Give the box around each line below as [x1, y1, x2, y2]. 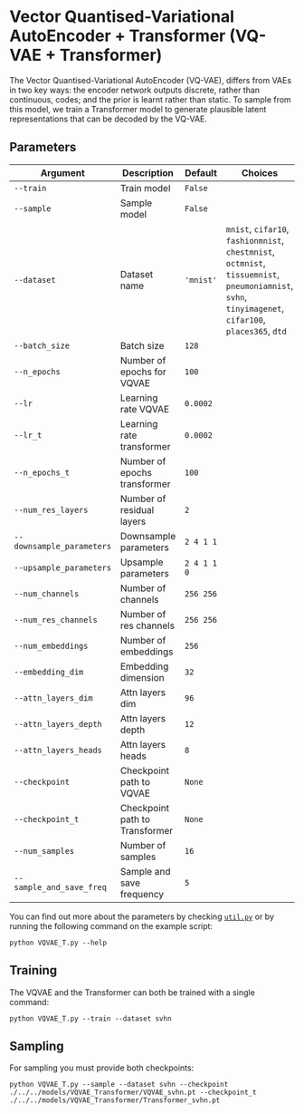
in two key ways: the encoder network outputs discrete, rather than [9, 84, 261, 95]
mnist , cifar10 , [225, 222, 290, 235]
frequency [119, 887, 165, 900]
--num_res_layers [14, 505, 89, 515]
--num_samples [14, 846, 75, 856]
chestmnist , [225, 245, 276, 257]
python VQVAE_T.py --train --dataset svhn [9, 1013, 172, 1023]
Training [9, 963, 58, 978]
